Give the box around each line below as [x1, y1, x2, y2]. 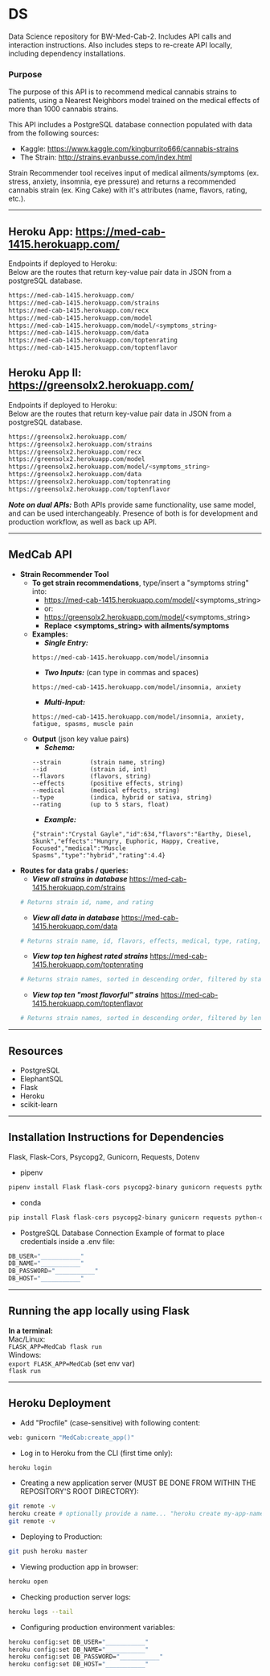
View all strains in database [31, 873, 128, 883]
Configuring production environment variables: [19, 1622, 175, 1632]
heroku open [8, 1577, 48, 1586]
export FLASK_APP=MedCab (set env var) [8, 1359, 135, 1368]
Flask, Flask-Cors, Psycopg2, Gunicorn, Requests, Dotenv [8, 1151, 200, 1161]
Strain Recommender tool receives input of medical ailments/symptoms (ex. [8, 168, 260, 178]
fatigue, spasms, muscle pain [31, 720, 134, 728]
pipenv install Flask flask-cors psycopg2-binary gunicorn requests [8, 1183, 243, 1191]
